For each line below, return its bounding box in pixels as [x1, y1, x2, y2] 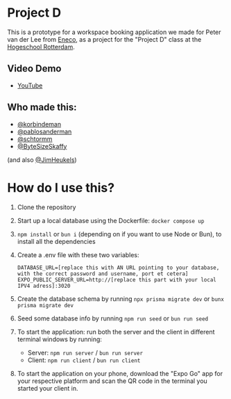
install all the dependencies [17, 237, 96, 245]
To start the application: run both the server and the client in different [17, 327, 215, 336]
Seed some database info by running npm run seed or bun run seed [17, 314, 209, 323]
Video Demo [7, 63, 62, 74]
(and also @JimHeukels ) [7, 155, 78, 164]
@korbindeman [17, 120, 61, 128]
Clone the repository [17, 203, 76, 211]
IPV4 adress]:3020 [17, 282, 71, 289]
